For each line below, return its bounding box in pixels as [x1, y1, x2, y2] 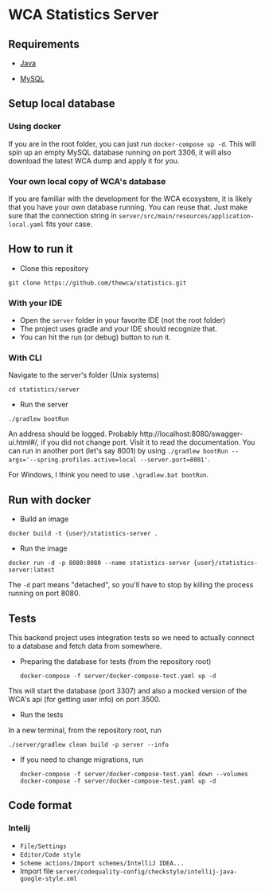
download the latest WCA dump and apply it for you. [8, 155, 180, 165]
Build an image [19, 514, 69, 524]
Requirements [8, 37, 80, 51]
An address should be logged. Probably [8, 429, 138, 439]
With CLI [8, 352, 42, 363]
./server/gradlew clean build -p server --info [8, 741, 170, 749]
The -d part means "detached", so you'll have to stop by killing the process [8, 580, 254, 590]
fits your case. [45, 219, 93, 229]
